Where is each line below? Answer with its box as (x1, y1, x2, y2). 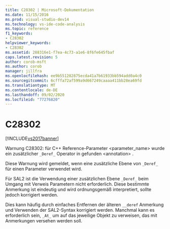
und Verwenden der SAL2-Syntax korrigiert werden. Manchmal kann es (5, 207, 155, 213)
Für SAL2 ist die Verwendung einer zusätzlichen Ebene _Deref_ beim (5, 176, 149, 182)
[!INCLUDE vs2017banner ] (5, 135, 59, 142)
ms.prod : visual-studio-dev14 (5, 17, 70, 22)
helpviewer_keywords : (5, 41, 51, 46)
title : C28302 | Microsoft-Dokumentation (5, 7, 94, 13)
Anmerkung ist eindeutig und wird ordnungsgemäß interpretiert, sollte (5, 186, 152, 193)
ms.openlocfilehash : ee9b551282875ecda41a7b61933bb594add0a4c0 (5, 73, 142, 79)
